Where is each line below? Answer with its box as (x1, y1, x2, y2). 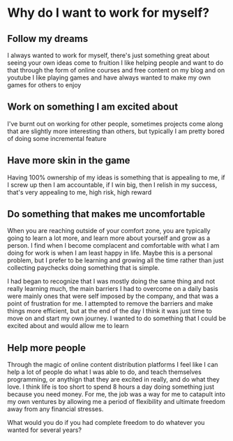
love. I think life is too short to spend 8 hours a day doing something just (7, 382, 215, 391)
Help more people (7, 342, 86, 354)
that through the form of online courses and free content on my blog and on (7, 66, 225, 74)
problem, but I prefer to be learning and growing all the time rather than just (7, 256, 225, 264)
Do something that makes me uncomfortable (7, 208, 206, 221)
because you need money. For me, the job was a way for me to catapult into (7, 390, 225, 398)
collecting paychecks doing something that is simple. (7, 264, 160, 272)
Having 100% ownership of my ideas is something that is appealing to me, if (7, 173, 225, 181)
